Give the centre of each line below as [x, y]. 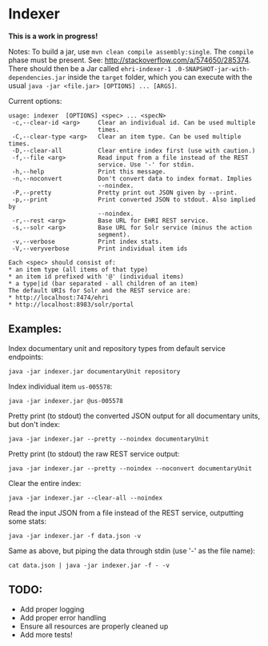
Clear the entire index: [45, 483]
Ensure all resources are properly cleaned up [94, 626]
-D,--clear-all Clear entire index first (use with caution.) [134, 150]
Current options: [35, 101]
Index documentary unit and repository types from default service [117, 348]
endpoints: [26, 357]
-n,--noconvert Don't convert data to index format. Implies [132, 178]
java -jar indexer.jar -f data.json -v [75, 536]
